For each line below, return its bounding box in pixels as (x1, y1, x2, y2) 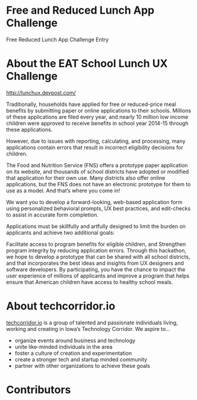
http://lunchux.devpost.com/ (6, 89, 76, 96)
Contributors (6, 383, 71, 396)
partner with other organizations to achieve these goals (14, 362, 150, 369)
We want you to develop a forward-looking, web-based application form (6, 198, 183, 205)
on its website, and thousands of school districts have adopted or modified (6, 168, 189, 175)
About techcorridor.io (6, 299, 116, 313)
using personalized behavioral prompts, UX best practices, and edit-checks (6, 205, 191, 212)
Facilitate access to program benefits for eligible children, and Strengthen (6, 240, 186, 248)
